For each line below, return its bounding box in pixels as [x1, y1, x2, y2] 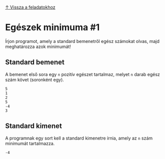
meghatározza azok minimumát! [5, 43, 71, 49]
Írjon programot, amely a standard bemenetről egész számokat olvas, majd [5, 38, 160, 44]
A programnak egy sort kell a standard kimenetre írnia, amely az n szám [5, 135, 153, 141]
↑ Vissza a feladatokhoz [5, 4, 56, 10]
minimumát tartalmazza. [5, 140, 55, 146]
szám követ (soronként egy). [5, 76, 64, 82]
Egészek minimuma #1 [5, 22, 100, 33]
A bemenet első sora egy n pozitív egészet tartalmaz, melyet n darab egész [5, 71, 160, 77]
